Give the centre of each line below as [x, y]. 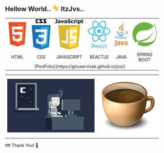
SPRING [144, 54]
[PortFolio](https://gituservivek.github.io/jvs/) [80, 67]
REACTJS [99, 57]
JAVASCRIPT [69, 57]
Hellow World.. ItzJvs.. [45, 9]
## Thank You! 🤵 [22, 145]
